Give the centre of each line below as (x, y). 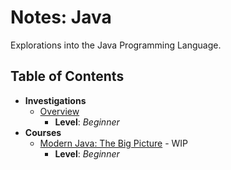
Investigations (55, 100)
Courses (43, 132)
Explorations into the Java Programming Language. (116, 45)
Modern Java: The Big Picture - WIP (114, 143)
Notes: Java (61, 17)
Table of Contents (67, 76)
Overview (59, 111)
